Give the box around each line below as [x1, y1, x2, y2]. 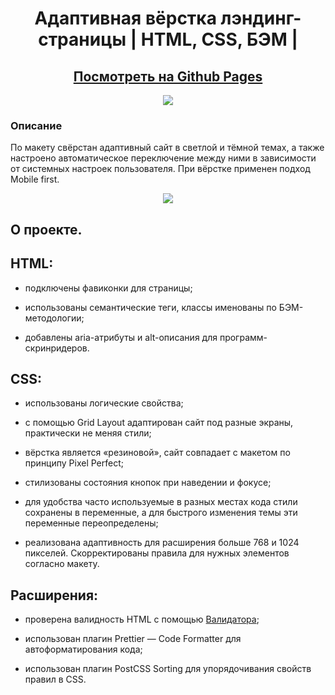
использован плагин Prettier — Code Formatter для [24, 633, 242, 645]
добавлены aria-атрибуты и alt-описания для [24, 331, 218, 343]
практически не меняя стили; [24, 427, 152, 439]
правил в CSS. [24, 673, 87, 686]
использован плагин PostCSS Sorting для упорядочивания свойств [24, 663, 312, 675]
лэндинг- [220, 7, 302, 30]
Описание [10, 118, 63, 132]
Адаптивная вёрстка [34, 7, 217, 30]
